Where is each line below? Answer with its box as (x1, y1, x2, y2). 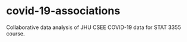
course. (6, 30, 25, 37)
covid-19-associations (6, 4, 121, 18)
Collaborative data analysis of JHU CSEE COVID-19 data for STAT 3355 (6, 24, 181, 31)
